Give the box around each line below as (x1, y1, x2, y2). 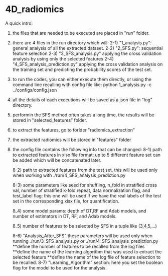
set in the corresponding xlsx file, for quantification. (12, 198, 119, 204)
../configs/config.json (12, 87, 57, 93)
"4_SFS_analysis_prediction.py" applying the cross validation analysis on (12, 61, 163, 67)
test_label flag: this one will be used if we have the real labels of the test (12, 192, 161, 198)
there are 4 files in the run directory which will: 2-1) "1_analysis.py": (12, 39, 152, 46)
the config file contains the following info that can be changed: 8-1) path (12, 146, 162, 152)
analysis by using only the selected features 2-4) (12, 55, 114, 61)
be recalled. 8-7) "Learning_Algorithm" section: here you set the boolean (12, 259, 163, 265)
